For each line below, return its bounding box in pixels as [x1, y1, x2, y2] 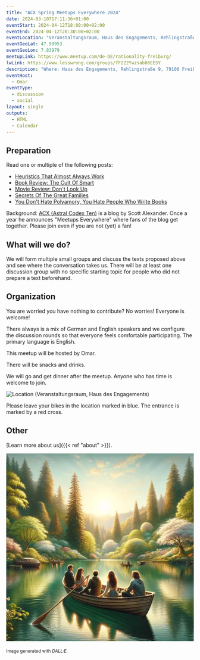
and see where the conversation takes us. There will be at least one [6, 262, 172, 269]
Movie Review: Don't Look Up [14, 185, 88, 193]
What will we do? [6, 239, 71, 250]
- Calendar [11, 123, 39, 129]
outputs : [6, 110, 28, 116]
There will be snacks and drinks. [6, 361, 86, 368]
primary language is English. [6, 338, 76, 345]
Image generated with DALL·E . [6, 648, 68, 654]
